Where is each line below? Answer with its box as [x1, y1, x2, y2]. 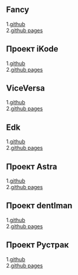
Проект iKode [6, 44, 58, 54]
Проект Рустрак [6, 240, 69, 250]
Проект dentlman [6, 201, 73, 211]
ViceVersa [6, 83, 45, 94]
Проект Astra [6, 161, 57, 171]
